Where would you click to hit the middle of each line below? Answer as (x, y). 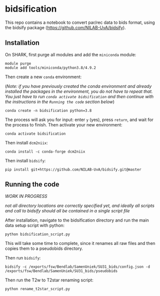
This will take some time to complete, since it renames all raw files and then (80, 243)
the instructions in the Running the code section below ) (60, 102)
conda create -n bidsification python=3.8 (48, 110)
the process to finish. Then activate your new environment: (64, 124)
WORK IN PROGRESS (26, 196)
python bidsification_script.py (37, 234)
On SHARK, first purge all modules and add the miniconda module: (71, 54)
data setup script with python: (35, 225)
